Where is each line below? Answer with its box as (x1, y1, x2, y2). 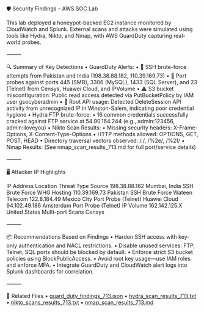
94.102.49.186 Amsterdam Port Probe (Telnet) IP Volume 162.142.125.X (6, 202, 183, 209)
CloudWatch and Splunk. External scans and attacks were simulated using (6, 26, 193, 32)
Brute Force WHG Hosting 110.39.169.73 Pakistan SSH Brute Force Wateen (6, 189, 192, 196)
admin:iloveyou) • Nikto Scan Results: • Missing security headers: (6, 124, 172, 131)
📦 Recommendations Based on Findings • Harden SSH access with (6, 233, 177, 240)
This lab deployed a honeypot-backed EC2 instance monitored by (6, 19, 172, 26)
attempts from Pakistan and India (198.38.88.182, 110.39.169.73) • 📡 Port (6, 72, 187, 79)
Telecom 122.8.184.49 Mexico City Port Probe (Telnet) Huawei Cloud (6, 195, 178, 203)
